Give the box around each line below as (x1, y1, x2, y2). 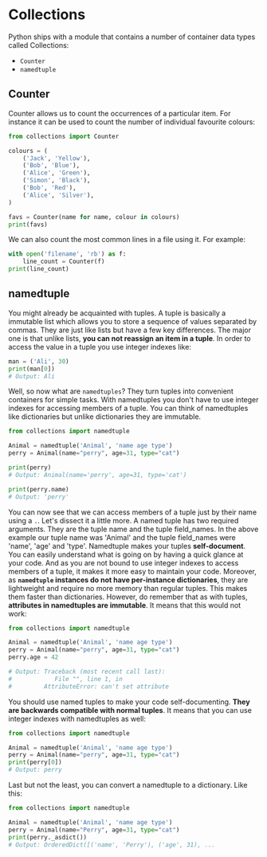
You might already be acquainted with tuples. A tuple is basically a (8, 308, 226, 318)
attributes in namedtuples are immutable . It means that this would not (8, 600, 241, 610)
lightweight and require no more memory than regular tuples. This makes (8, 583, 248, 593)
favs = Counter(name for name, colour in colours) (8, 213, 180, 221)
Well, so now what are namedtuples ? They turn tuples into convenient (8, 386, 234, 396)
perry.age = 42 (8, 653, 59, 662)
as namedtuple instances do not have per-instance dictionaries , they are (8, 575, 249, 585)
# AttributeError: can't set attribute (8, 683, 170, 691)
